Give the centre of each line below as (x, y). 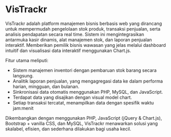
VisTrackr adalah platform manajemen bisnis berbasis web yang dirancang (84, 23)
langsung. (23, 75)
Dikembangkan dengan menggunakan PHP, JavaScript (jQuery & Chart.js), (84, 118)
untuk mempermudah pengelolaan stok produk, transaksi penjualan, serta (83, 29)
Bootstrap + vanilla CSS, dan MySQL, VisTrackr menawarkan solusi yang (82, 123)
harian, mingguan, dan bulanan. (46, 86)
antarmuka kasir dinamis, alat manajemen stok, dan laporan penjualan (79, 40)
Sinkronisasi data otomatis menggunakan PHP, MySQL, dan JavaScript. (88, 92)
